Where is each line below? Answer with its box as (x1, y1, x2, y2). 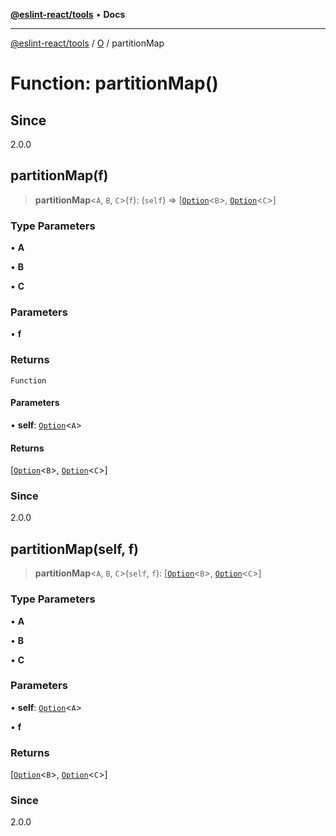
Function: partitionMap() (10, 72, 219, 95)
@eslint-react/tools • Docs (10, 9, 126, 20)
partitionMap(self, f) (10, 540, 139, 558)
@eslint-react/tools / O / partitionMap (10, 37, 165, 49)
